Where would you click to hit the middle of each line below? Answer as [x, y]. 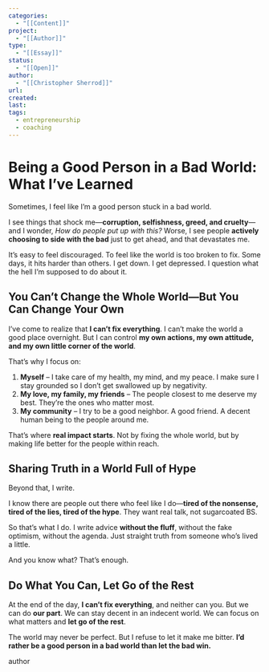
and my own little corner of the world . [72, 346]
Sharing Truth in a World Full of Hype [102, 469]
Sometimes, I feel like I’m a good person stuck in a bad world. [110, 206]
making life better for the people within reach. [84, 443]
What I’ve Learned [71, 184]
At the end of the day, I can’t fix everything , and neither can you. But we [128, 605]
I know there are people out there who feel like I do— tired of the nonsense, [133, 504]
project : [23, 30]
